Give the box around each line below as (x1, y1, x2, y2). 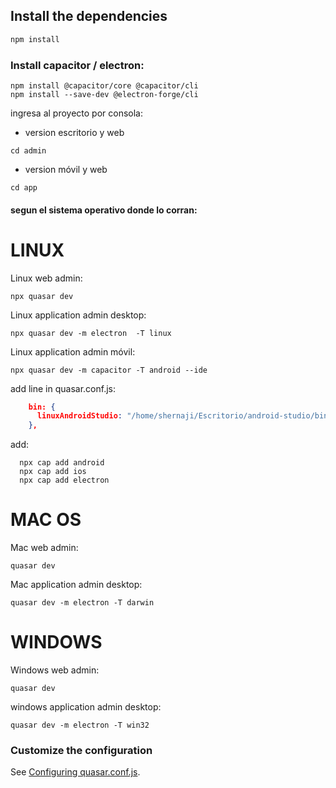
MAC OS (10, 509, 82, 531)
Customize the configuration (10, 743, 153, 757)
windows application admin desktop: (10, 701, 162, 713)
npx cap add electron (19, 475, 110, 486)
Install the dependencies (10, 8, 168, 25)
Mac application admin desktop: (10, 579, 143, 591)
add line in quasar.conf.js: (10, 382, 116, 394)
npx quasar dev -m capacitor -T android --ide (10, 365, 208, 375)
